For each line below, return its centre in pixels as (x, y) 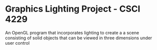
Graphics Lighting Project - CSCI (73, 9)
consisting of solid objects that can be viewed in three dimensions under (79, 38)
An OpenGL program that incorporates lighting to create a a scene (72, 33)
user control (17, 43)
